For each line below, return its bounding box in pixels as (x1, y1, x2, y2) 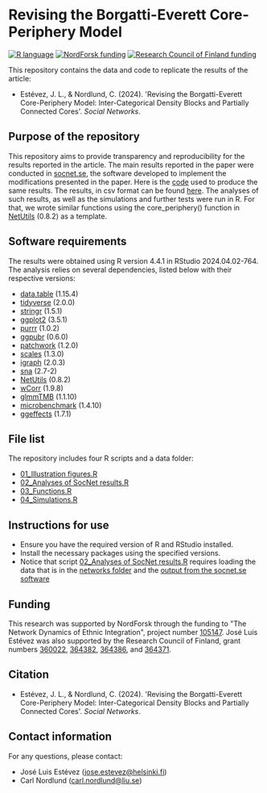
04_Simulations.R (19, 495, 78, 505)
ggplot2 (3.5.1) (19, 315, 68, 324)
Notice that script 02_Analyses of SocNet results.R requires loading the (19, 557, 257, 566)
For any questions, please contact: (8, 751, 123, 761)
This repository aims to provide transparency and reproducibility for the (8, 151, 245, 161)
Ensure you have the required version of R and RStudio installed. (19, 540, 234, 549)
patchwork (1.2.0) (19, 340, 79, 350)
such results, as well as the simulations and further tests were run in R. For (8, 194, 255, 203)
